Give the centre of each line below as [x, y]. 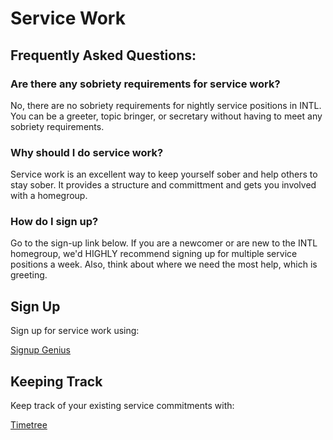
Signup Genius [40, 350]
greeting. [29, 275]
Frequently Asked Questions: [103, 55]
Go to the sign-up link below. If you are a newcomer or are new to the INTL [164, 243]
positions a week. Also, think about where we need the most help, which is [164, 264]
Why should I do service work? [87, 152]
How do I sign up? [54, 222]
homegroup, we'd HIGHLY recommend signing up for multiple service [154, 254]
